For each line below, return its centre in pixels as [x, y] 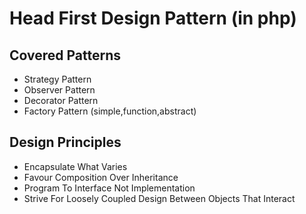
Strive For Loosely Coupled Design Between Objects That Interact [159, 198]
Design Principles [65, 142]
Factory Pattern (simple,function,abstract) [110, 111]
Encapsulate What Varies [75, 166]
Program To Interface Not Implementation [109, 188]
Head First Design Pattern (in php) [153, 18]
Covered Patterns [65, 55]
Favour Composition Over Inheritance [101, 177]
